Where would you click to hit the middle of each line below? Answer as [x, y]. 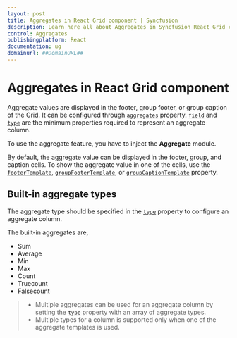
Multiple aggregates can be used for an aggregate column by [124, 304]
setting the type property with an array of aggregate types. [121, 312]
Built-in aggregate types [62, 194]
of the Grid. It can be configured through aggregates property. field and [112, 115]
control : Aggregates [38, 33]
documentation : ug [34, 46]
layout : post [26, 14]
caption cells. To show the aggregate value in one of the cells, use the [109, 164]
